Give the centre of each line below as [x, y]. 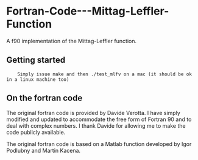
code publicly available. [36, 132]
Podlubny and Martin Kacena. [44, 150]
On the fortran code [44, 98]
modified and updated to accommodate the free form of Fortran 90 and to [99, 119]
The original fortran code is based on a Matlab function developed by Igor [99, 144]
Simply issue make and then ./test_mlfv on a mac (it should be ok [104, 74]
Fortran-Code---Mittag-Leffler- [88, 11]
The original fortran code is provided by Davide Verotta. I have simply [94, 113]
